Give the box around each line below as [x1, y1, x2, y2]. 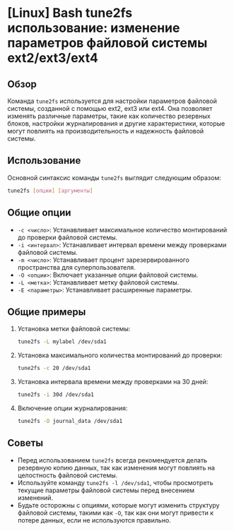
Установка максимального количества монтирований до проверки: [17, 351, 223, 359]
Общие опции [7, 207, 71, 219]
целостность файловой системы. [17, 471, 118, 479]
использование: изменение [7, 20, 180, 36]
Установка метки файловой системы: [17, 325, 131, 333]
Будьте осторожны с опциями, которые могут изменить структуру [17, 501, 220, 509]
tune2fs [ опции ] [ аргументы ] [7, 187, 93, 194]
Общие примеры [7, 306, 86, 318]
